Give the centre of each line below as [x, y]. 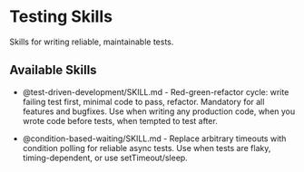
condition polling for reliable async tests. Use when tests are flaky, [147, 148]
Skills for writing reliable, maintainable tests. [92, 42]
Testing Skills [61, 17]
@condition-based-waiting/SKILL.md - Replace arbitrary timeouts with [154, 139]
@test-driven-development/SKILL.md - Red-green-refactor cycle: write [156, 91]
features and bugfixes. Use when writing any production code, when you [159, 111]
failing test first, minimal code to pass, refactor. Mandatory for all [143, 101]
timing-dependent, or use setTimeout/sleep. [105, 158]
